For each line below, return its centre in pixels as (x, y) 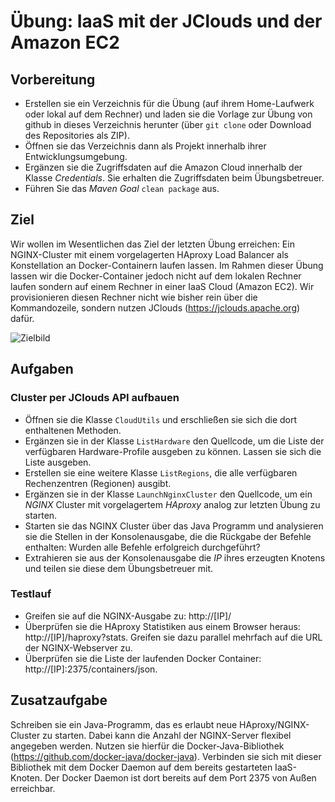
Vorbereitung (53, 79)
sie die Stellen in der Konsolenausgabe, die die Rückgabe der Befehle (168, 536)
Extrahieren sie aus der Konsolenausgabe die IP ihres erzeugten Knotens (175, 557)
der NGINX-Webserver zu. (78, 647)
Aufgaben (42, 369)
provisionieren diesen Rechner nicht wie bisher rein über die (134, 297)
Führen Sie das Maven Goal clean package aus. (122, 188)
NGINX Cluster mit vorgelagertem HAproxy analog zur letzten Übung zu (172, 504)
